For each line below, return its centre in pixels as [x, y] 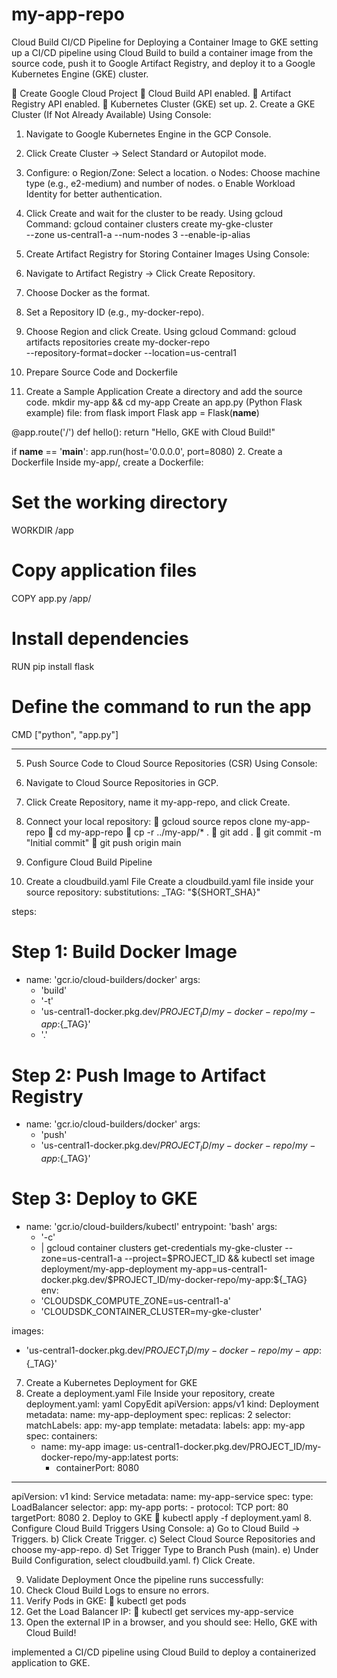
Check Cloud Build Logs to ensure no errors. [117, 1590]
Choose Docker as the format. [88, 292]
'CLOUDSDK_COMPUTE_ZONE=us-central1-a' [135, 1301]
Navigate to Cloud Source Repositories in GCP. [122, 782]
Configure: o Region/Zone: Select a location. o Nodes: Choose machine [173, 172]
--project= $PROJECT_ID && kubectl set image [220, 1259]
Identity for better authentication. [94, 194]
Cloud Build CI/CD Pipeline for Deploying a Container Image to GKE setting [165, 42]
